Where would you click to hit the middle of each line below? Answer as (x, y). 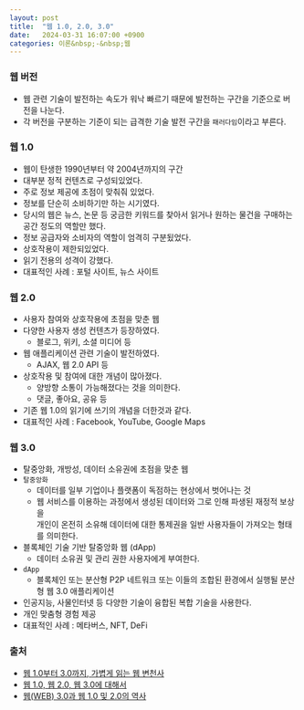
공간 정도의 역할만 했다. (64, 225)
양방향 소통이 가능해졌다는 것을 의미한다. (108, 388)
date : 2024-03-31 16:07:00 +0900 (77, 35)
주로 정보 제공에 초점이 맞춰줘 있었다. (89, 192)
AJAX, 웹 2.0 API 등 (73, 365)
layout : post (34, 18)
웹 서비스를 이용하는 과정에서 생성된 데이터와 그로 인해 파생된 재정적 (157, 502)
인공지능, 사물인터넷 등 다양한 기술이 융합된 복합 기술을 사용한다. (137, 602)
